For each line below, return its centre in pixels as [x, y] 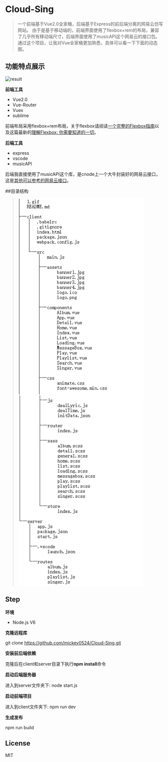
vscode [20, 158]
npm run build [20, 727]
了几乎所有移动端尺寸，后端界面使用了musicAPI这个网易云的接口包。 [89, 36]
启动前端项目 [18, 696]
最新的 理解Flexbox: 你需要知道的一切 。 [58, 132]
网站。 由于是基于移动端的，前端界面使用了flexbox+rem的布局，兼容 [88, 30]
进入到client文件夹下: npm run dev [41, 707]
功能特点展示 [25, 67]
